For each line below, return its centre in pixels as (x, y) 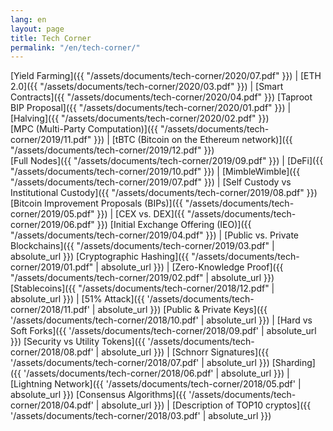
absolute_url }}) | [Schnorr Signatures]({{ (185, 352)
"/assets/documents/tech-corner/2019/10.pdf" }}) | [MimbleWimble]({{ (155, 172)
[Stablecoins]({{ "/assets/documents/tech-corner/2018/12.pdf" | (142, 288)
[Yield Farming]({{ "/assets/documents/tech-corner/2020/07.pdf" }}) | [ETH (166, 76)
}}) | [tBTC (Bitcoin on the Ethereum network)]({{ (193, 140)
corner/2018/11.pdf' (50, 310)
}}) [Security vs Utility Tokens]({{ (78, 342)
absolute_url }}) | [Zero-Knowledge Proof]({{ (192, 267)
